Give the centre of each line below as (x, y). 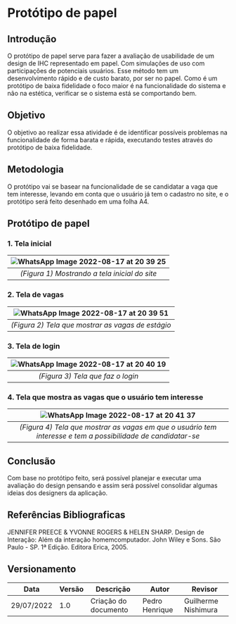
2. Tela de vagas (36, 295)
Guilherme (201, 601)
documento (109, 609)
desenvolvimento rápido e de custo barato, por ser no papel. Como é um (112, 78)
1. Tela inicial (29, 243)
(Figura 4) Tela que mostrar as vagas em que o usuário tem (118, 428)
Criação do (109, 601)
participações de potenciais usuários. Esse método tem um (93, 71)
